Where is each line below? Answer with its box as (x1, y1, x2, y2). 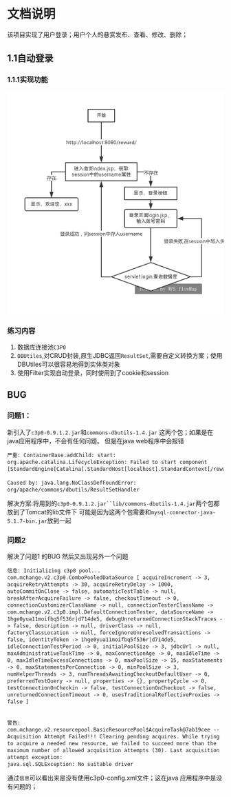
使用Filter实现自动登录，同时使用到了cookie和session (16, 368, 169, 376)
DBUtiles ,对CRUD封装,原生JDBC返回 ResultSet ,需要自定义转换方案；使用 (16, 351, 223, 359)
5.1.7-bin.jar (7, 518, 48, 525)
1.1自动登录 (7, 52, 54, 64)
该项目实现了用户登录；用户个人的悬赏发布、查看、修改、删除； (7, 30, 188, 39)
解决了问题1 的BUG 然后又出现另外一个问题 (7, 552, 129, 561)
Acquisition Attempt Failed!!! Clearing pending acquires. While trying (7, 733, 220, 740)
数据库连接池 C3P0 (16, 343, 67, 351)
